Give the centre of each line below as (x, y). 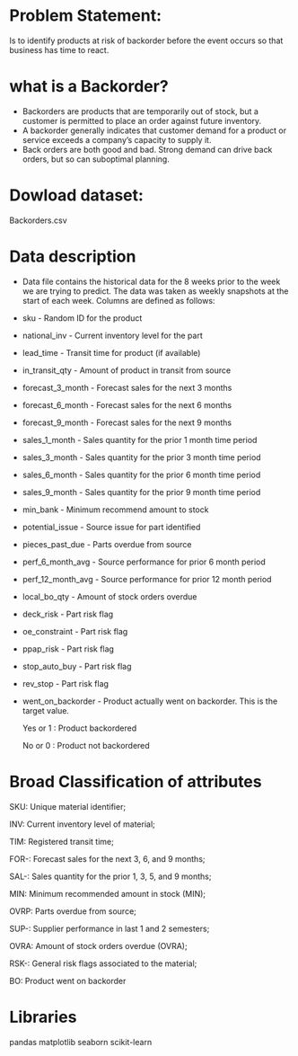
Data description (73, 256)
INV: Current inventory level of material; (82, 824)
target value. (46, 710)
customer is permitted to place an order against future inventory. (142, 120)
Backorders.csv (38, 220)
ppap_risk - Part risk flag (68, 649)
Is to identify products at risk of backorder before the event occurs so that (146, 40)
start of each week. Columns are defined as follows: (118, 300)
